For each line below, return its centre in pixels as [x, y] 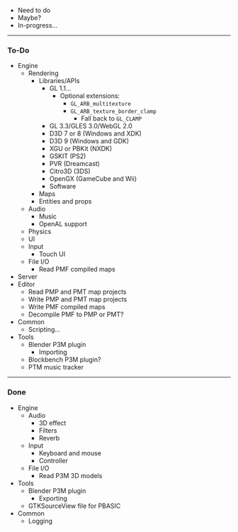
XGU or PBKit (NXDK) [81, 149]
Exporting [53, 498]
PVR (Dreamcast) [75, 164]
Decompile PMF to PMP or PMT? [76, 314]
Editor [26, 284]
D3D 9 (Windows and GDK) [89, 141]
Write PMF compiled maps [67, 307]
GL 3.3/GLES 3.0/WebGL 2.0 [91, 126]
